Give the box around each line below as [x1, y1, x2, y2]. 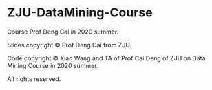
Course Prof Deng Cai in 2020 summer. [7, 27, 119, 36]
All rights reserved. [7, 74, 61, 83]
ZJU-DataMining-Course [7, 5, 153, 21]
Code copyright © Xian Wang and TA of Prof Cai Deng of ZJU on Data [7, 54, 206, 63]
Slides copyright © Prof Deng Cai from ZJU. [7, 41, 132, 49]
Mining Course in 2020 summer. [7, 61, 98, 69]
